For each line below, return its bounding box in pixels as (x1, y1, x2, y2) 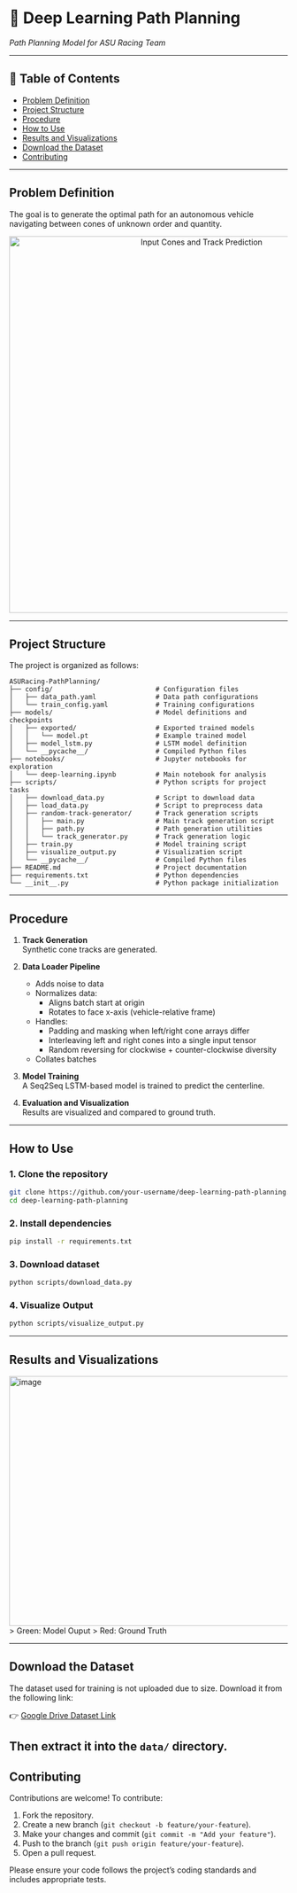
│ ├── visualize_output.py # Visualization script (9, 848, 243, 857)
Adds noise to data (34, 978, 104, 989)
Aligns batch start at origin (48, 997, 145, 1009)
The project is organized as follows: (9, 660, 140, 671)
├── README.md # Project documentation (9, 863, 247, 872)
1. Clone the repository (9, 1167, 109, 1180)
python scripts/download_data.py (9, 1278, 133, 1288)
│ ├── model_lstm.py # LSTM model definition (9, 739, 247, 748)
